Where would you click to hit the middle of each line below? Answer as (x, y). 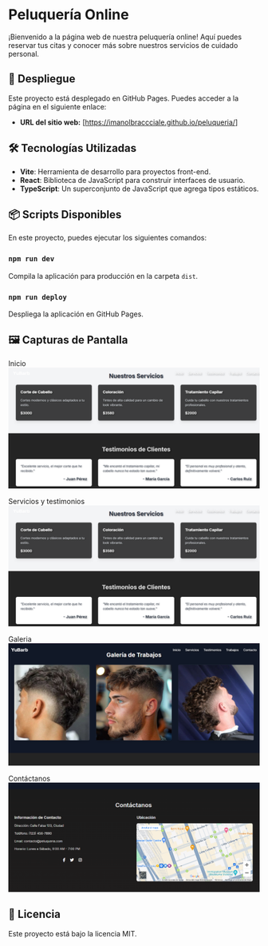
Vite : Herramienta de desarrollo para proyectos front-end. (115, 171)
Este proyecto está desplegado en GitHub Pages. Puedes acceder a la (124, 98)
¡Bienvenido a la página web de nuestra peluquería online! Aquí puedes (125, 37)
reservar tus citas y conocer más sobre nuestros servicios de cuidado (123, 45)
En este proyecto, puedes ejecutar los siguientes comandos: (108, 238)
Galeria (20, 639)
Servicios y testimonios (47, 501)
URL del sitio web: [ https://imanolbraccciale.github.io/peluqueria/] (129, 122)
